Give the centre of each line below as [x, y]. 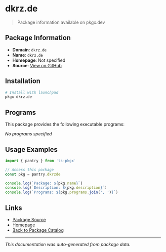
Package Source [29, 220]
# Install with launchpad [32, 92]
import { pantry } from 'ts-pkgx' [41, 161]
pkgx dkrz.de [19, 97]
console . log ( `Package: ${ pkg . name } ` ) [44, 183]
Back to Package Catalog [38, 230]
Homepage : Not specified [39, 60]
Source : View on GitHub [37, 65]
